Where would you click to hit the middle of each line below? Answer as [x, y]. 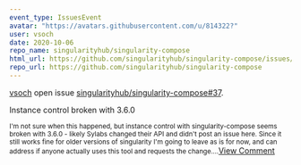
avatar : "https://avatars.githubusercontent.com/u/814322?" [124, 26]
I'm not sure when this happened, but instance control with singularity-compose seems [143, 126]
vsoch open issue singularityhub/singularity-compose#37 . [116, 92]
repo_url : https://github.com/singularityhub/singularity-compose [136, 68]
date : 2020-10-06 [42, 42]
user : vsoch [31, 34]
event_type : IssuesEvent [56, 17]
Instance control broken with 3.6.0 [73, 110]
